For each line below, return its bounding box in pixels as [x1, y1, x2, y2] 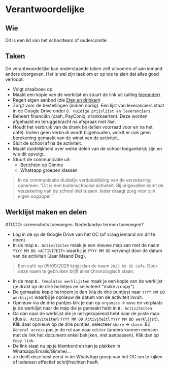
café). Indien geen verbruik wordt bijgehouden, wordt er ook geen [12, 129, 151, 135]
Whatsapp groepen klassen [20, 167, 78, 173]
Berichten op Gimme [20, 162, 63, 168]
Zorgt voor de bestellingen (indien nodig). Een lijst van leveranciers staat [12, 102, 164, 108]
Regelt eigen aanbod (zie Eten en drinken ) [12, 97, 101, 103]
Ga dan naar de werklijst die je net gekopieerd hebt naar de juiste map [12, 310, 160, 316]
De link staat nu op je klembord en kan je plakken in [12, 343, 121, 349]
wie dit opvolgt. [12, 151, 45, 157]
